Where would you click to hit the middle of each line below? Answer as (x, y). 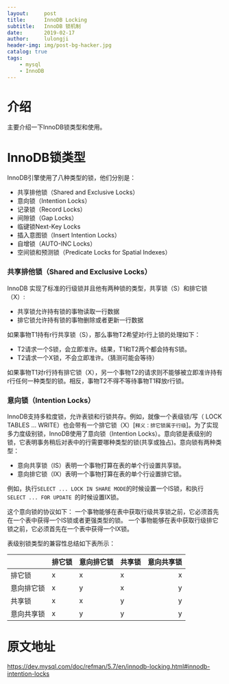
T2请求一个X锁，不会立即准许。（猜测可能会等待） (87, 357)
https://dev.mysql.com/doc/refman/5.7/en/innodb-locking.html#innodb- (109, 666)
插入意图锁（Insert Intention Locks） (69, 235)
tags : (15, 58)
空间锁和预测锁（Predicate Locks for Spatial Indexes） (94, 252)
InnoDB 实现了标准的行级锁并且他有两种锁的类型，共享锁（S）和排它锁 (107, 288)
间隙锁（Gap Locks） (47, 218)
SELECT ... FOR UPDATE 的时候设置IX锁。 (65, 497)
